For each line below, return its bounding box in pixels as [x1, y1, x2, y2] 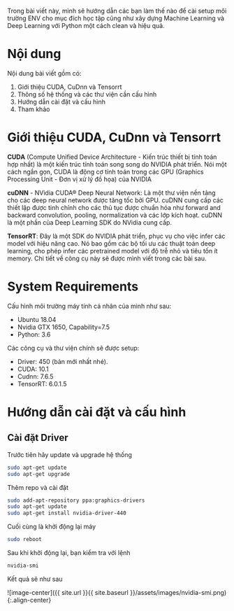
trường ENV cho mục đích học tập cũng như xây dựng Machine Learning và [7, 14, 225, 22]
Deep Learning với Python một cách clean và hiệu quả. [7, 22, 166, 29]
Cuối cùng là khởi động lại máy [7, 522, 96, 531]
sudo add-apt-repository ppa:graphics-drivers [7, 497, 145, 504]
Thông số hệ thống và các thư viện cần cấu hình [17, 90, 157, 98]
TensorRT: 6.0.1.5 [17, 379, 67, 388]
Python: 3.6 [17, 330, 51, 339]
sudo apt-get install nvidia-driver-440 [7, 510, 127, 517]
